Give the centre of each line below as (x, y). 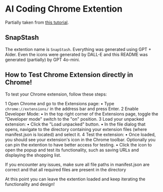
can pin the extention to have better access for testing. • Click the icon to (79, 144)
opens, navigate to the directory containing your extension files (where (76, 129)
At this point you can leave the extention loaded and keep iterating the (75, 179)
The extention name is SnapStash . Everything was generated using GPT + (78, 49)
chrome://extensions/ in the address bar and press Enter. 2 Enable (72, 109)
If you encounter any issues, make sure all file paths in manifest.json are (77, 164)
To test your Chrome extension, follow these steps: (56, 94)
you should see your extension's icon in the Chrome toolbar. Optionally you (80, 140)
